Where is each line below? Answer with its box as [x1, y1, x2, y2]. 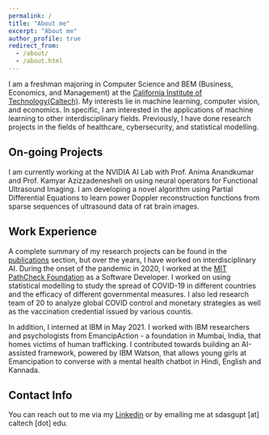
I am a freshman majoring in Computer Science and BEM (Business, [8, 78, 233, 89]
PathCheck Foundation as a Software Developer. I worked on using [8, 272, 231, 281]
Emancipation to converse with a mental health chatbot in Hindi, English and [8, 357, 262, 366]
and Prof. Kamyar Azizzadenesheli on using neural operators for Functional [8, 175, 258, 185]
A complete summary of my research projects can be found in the [8, 246, 228, 256]
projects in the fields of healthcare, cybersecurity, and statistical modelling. [8, 122, 259, 132]
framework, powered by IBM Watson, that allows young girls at [37, 348, 247, 357]
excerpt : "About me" [8, 27, 78, 35]
